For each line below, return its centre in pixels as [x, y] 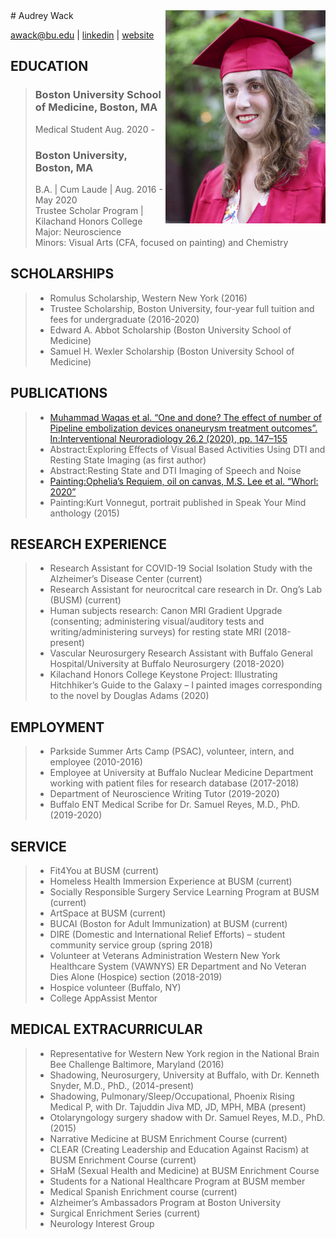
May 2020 [56, 200]
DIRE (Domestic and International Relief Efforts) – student [167, 935]
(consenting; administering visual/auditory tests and [157, 621]
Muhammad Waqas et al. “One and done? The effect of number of [186, 417]
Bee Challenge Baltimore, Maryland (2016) [137, 1064]
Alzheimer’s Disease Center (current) [126, 579]
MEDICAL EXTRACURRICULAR [106, 1029]
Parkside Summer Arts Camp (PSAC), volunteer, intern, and [172, 751]
